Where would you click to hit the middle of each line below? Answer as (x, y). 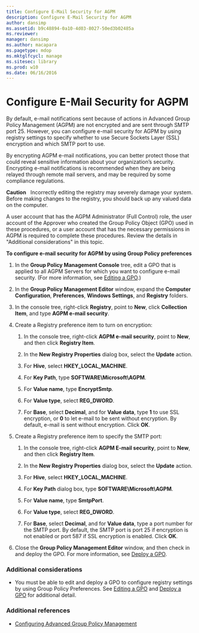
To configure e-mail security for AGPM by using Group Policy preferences (99, 253)
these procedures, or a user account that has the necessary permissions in (98, 229)
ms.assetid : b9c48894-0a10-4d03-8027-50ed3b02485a (70, 28)
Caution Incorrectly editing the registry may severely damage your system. (99, 193)
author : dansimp (26, 23)
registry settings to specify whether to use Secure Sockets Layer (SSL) (93, 138)
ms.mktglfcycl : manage (34, 56)
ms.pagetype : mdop (29, 51)
